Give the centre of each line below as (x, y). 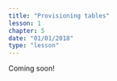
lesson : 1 (25, 23)
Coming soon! (31, 68)
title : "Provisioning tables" (59, 16)
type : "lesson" (34, 46)
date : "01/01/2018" (41, 38)
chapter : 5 (27, 30)
